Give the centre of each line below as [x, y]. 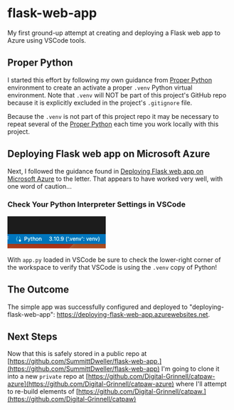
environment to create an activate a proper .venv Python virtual [100, 88]
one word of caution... [40, 186]
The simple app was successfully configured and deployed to [98, 307]
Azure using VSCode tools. [47, 40]
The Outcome [38, 290]
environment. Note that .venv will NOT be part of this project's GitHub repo [117, 95]
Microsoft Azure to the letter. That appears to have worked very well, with [115, 179]
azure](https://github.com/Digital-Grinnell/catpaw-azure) [91, 384]
